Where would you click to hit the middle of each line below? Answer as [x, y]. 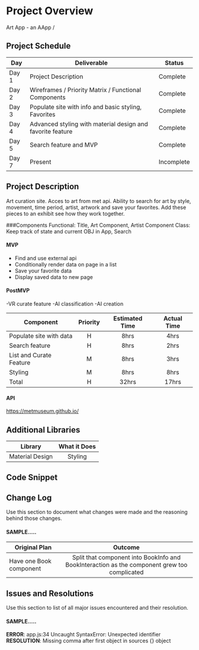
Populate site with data [41, 335]
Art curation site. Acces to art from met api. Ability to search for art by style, [99, 201]
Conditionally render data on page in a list [66, 264]
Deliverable [91, 62]
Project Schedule [38, 46]
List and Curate [30, 355]
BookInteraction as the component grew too [126, 565]
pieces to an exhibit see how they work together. [65, 213]
